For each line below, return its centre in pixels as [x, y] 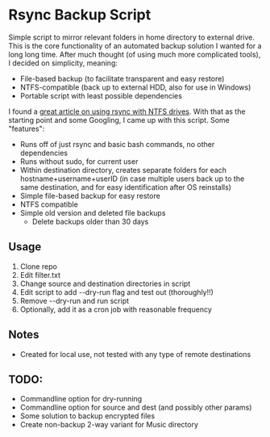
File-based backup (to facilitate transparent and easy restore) [122, 78]
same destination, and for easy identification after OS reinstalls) [126, 187]
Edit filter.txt [40, 275]
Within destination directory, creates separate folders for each [123, 170]
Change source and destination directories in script [105, 284]
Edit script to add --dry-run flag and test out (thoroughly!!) [116, 292]
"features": [27, 128]
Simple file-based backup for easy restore [90, 195]
